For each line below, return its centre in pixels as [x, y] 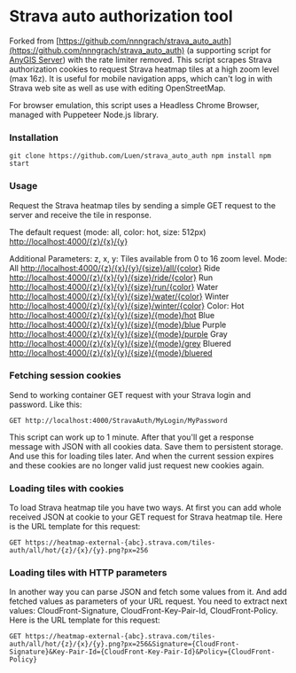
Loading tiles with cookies [66, 488]
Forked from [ [34, 41]
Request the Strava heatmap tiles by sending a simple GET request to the [143, 205]
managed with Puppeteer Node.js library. [84, 114]
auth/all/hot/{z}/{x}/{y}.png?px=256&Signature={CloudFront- [125, 645]
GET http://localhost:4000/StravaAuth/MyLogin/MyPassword [118, 420]
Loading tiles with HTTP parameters [88, 573]
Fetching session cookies [65, 376]
